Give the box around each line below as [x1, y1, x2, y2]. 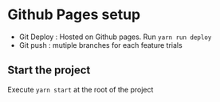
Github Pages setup [7, 6, 141, 24]
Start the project [7, 64, 91, 77]
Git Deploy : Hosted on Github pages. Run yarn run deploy [18, 32, 212, 41]
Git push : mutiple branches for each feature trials [18, 40, 183, 49]
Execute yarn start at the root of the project [7, 84, 154, 94]
